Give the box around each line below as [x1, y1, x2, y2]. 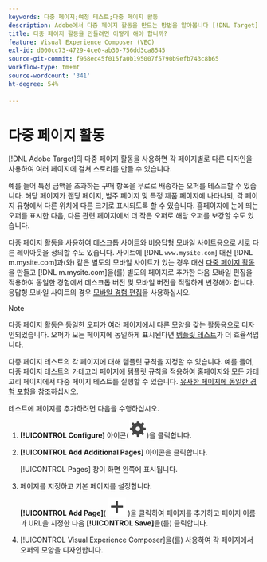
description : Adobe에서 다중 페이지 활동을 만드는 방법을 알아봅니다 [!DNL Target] [8, 21, 259, 29]
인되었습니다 [8, 330, 48, 340]
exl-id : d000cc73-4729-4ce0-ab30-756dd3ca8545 [8, 46, 166, 55]
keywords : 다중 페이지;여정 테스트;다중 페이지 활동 [8, 13, 159, 21]
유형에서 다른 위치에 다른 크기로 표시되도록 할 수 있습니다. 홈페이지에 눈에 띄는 [16, 201, 259, 210]
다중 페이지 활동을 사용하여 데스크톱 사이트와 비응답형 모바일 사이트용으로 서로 [8, 238, 251, 247]
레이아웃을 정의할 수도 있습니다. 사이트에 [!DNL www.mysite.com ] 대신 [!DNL [16, 248, 253, 257]
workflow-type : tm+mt [8, 64, 80, 72]
